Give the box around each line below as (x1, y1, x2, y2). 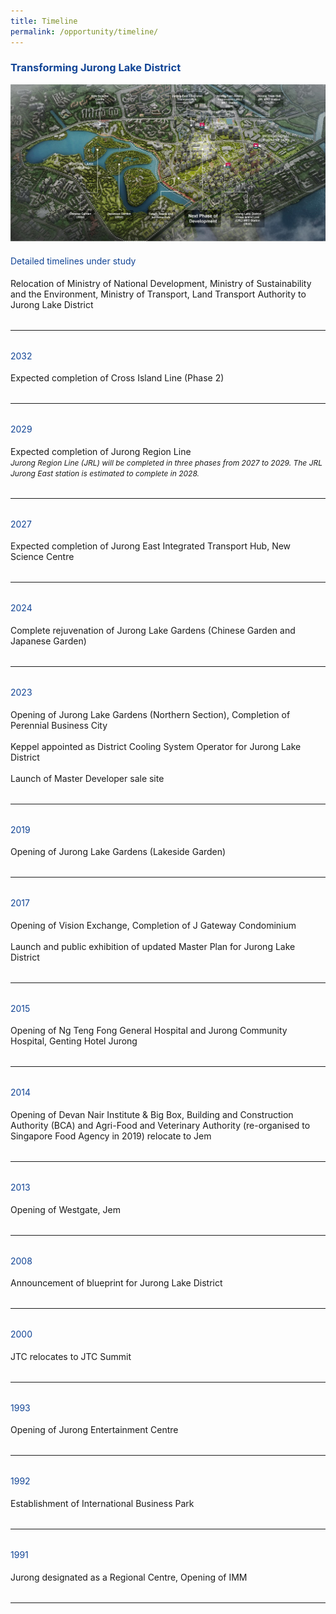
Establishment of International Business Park (10, 1498, 195, 1510)
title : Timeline (10, 16, 78, 26)
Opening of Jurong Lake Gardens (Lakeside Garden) (10, 846, 227, 858)
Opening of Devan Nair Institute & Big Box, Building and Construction (10, 1108, 294, 1120)
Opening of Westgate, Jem (10, 1203, 121, 1215)
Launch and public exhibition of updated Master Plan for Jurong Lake (10, 940, 296, 952)
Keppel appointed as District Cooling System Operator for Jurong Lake (10, 740, 302, 752)
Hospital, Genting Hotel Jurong (10, 1035, 138, 1047)
